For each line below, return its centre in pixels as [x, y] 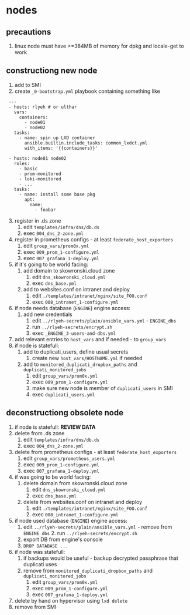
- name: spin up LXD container [57, 138]
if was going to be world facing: [53, 477]
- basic [28, 169]
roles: [22, 163]
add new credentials [48, 314]
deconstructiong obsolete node [65, 413]
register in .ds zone [38, 220]
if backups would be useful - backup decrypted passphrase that [101, 558]
